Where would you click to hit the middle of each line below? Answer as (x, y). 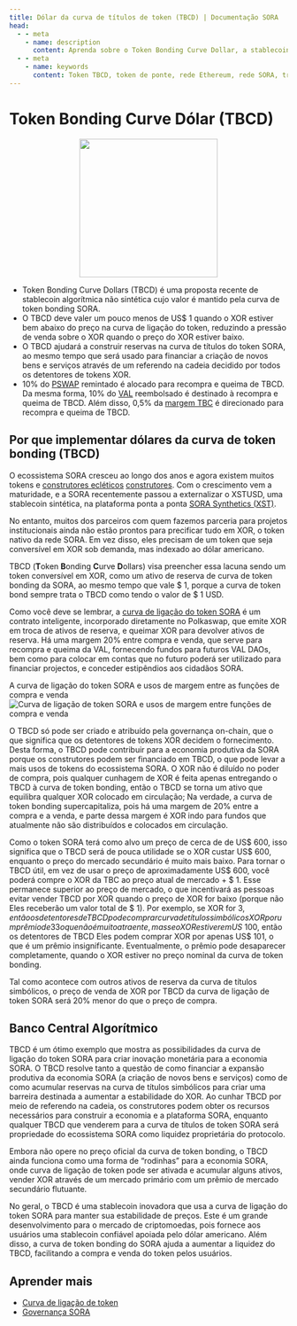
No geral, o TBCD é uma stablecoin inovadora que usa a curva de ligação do (148, 1206)
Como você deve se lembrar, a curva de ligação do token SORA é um (135, 612)
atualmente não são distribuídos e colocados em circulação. (118, 824)
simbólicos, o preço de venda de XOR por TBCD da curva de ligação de (139, 991)
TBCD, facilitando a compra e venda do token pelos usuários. (121, 1253)
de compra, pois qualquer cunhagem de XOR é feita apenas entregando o (144, 777)
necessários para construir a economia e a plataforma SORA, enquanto (139, 1115)
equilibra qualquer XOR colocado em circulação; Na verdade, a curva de (141, 796)
